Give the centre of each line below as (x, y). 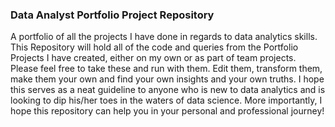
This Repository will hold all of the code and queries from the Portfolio (154, 47)
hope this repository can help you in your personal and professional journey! (167, 111)
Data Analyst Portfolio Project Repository (112, 15)
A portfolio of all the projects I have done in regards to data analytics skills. (164, 37)
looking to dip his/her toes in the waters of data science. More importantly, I (166, 100)
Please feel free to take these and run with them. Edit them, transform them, (166, 69)
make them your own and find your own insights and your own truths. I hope (167, 79)
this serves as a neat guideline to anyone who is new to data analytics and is (168, 90)
